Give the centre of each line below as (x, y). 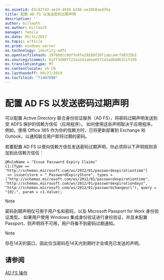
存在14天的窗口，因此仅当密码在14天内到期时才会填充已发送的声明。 (74, 243)
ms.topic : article (24, 42)
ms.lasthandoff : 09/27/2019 (34, 73)
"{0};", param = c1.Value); (34, 192)
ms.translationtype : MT (29, 64)
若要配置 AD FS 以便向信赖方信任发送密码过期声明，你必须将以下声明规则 (79, 147)
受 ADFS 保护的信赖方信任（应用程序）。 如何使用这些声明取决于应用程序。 (80, 124)
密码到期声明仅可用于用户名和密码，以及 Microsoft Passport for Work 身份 (80, 211)
